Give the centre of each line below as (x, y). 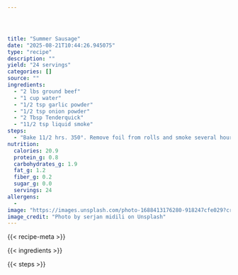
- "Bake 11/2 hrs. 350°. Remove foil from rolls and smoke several (115, 137)
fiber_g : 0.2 (33, 177)
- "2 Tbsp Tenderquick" (49, 118)
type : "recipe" (30, 52)
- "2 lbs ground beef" (47, 91)
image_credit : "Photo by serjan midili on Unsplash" (87, 217)
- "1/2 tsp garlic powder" (53, 105)
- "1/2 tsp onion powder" (52, 111)
